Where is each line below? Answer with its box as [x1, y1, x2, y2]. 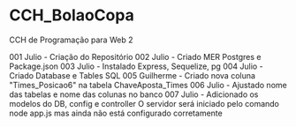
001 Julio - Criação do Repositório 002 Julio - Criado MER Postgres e [9, 51, 262, 62]
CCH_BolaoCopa [9, 5, 134, 26]
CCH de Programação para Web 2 [9, 34, 133, 45]
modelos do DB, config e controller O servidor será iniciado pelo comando [9, 98, 280, 108]
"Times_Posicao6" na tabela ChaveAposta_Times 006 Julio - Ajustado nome [9, 79, 287, 90]
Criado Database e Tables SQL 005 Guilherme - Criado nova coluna [9, 70, 256, 80]
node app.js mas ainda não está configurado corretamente [9, 108, 223, 118]
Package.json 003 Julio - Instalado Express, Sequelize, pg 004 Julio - [9, 61, 263, 71]
